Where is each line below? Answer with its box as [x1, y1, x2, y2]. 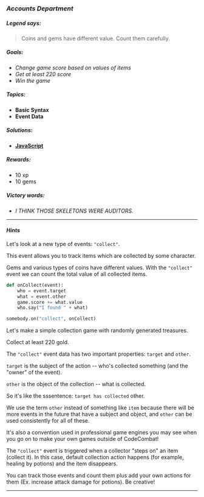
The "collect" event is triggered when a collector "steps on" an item [6, 447, 178, 454]
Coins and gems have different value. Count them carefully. [21, 35, 170, 42]
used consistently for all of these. [6, 417, 90, 425]
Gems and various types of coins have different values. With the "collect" [6, 264, 193, 271]
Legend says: [6, 19, 41, 27]
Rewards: [6, 156, 32, 163]
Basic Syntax [15, 106, 50, 113]
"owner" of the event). [6, 368, 63, 376]
